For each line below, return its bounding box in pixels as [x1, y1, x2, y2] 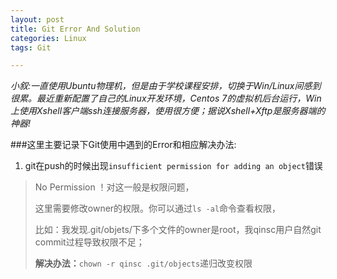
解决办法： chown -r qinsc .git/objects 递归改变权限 [34, 257, 253, 270]
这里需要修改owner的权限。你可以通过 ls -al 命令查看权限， [34, 202, 282, 215]
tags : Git [10, 42, 52, 53]
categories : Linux [10, 33, 87, 43]
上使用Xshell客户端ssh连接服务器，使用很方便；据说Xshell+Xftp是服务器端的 [10, 105, 326, 117]
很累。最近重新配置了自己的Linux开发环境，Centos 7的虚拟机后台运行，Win [10, 92, 322, 105]
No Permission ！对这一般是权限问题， [34, 181, 195, 193]
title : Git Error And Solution [10, 24, 141, 34]
